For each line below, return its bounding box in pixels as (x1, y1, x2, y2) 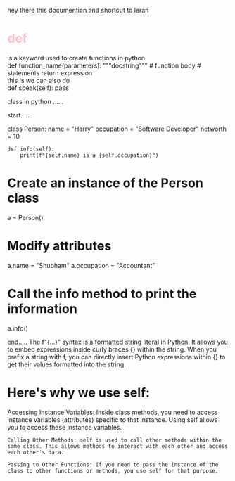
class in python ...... (7, 97, 64, 105)
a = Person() (7, 213, 44, 222)
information (7, 301, 77, 316)
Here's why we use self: (7, 385, 150, 400)
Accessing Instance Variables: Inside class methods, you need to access (7, 408, 218, 416)
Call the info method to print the (7, 286, 197, 302)
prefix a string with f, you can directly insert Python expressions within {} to (7, 352, 226, 361)
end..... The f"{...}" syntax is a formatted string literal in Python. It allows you (7, 338, 229, 346)
